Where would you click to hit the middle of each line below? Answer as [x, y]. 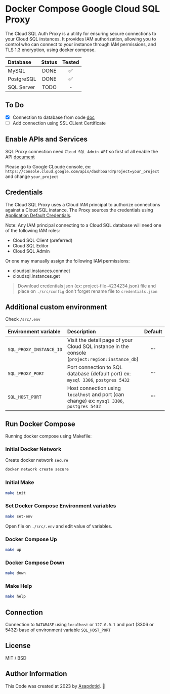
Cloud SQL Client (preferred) [42, 240]
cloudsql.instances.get [36, 276]
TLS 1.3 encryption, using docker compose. [51, 50]
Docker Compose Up [31, 539]
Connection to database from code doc [54, 117]
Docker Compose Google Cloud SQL [83, 9]
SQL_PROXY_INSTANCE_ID [35, 350]
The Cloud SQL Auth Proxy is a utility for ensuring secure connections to [81, 33]
